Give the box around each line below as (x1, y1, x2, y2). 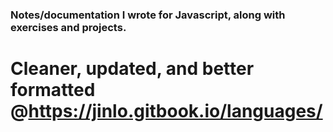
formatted (10, 79, 96, 102)
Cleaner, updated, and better (10, 58, 255, 80)
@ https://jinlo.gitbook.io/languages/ (10, 100, 323, 123)
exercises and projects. (10, 20, 127, 34)
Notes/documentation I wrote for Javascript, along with (10, 8, 286, 22)
